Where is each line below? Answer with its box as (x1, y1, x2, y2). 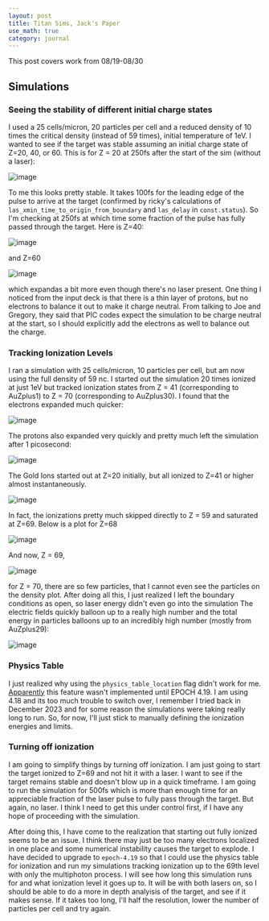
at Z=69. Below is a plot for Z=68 (8, 519, 118, 529)
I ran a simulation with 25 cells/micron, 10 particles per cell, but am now (8, 366, 245, 375)
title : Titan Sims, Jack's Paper (8, 19, 120, 27)
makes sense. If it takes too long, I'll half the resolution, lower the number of (8, 895, 259, 905)
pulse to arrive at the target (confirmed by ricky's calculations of (8, 196, 222, 205)
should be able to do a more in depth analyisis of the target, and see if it (8, 886, 247, 896)
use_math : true (8, 27, 59, 35)
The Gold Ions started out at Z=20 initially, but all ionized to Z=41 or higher (8, 471, 255, 480)
